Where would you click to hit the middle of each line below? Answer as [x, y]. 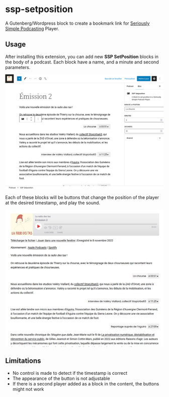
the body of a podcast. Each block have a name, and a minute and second [82, 62]
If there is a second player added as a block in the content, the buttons [86, 383]
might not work [28, 389]
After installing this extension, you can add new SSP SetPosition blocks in [82, 56]
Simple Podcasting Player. [32, 28]
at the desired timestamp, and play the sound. [53, 203]
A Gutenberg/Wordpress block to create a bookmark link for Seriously [77, 23]
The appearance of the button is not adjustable [61, 378]
